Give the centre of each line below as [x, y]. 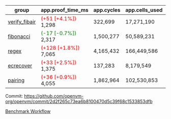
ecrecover [20, 66]
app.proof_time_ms [65, 10]
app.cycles [107, 10]
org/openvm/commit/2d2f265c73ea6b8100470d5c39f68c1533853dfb [79, 101]
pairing [16, 80]
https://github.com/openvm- [54, 96]
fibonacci [19, 36]
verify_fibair [22, 22]
